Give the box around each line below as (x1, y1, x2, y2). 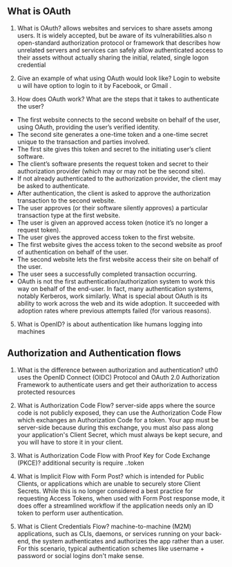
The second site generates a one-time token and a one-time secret (17, 130, 209, 138)
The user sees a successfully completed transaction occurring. (17, 270, 197, 278)
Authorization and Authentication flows (7, 347, 182, 359)
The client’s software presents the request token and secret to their (17, 159, 209, 168)
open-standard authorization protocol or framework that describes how (17, 38, 221, 47)
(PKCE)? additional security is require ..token (17, 458, 145, 467)
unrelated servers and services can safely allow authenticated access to (17, 46, 223, 54)
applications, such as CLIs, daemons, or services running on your (17, 529, 204, 538)
